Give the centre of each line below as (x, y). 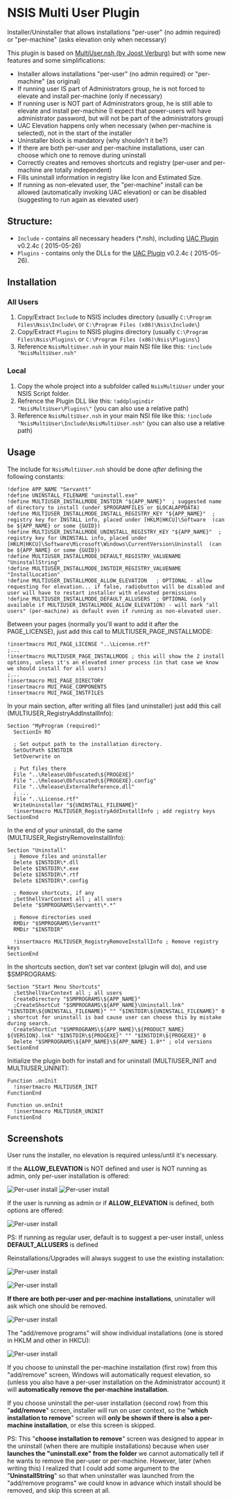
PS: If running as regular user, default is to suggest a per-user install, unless (115, 1237)
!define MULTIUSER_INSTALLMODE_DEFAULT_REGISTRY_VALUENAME (94, 556)
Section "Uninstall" (37, 850)
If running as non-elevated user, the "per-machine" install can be (110, 184)
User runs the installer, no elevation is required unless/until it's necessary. (113, 1155)
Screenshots (35, 1138)
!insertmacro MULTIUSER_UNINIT (59, 1111)
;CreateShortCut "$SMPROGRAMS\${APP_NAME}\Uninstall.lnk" (99, 1005)
